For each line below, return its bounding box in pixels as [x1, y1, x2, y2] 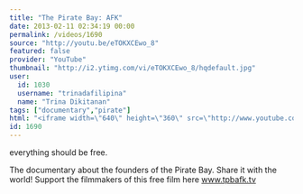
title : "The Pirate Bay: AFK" [9, 13, 124, 23]
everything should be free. [9, 147, 108, 158]
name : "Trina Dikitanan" [17, 97, 111, 106]
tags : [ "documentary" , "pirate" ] [9, 106, 131, 115]
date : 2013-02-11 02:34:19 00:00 [9, 22, 135, 31]
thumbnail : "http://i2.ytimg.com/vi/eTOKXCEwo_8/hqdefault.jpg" [9, 64, 256, 73]
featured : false [9, 47, 70, 56]
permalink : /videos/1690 [9, 30, 103, 39]
